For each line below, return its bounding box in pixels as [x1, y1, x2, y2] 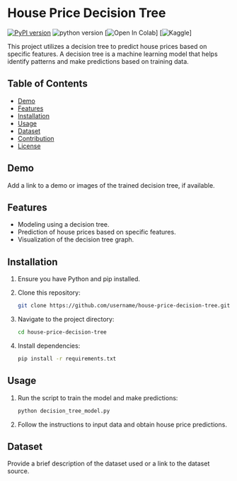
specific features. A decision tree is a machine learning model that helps [7, 50, 218, 58]
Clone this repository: [17, 288, 81, 297]
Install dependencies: [17, 341, 81, 350]
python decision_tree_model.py [17, 407, 110, 414]
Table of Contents [7, 78, 88, 90]
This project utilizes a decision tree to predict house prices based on [7, 42, 207, 50]
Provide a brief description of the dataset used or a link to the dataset [7, 459, 210, 468]
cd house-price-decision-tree [17, 329, 108, 336]
